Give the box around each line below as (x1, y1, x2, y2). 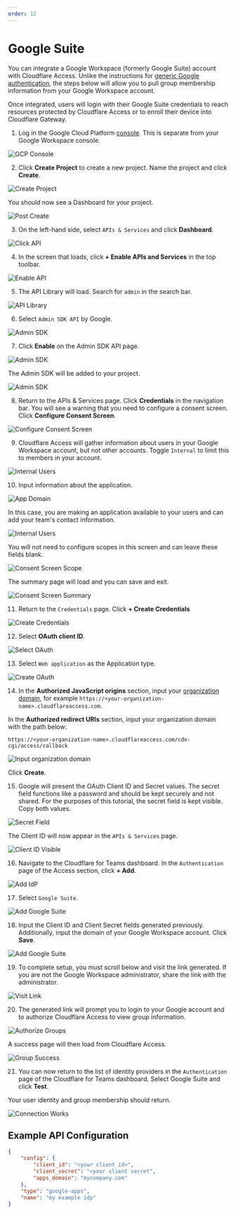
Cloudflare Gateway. (8, 115, 67, 123)
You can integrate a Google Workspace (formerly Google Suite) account (8, 64, 216, 72)
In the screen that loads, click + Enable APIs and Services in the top (18, 253, 216, 261)
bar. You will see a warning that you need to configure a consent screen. (18, 404, 228, 412)
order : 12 (8, 10, 37, 18)
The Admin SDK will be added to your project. (8, 369, 140, 377)
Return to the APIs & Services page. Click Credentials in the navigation (18, 396, 224, 404)
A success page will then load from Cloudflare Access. (8, 1040, 167, 1048)
